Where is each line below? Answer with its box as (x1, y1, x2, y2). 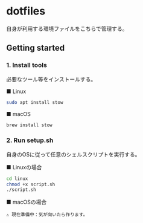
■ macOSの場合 (6, 198, 47, 206)
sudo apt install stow (6, 99, 63, 105)
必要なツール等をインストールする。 (6, 76, 97, 83)
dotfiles (6, 4, 46, 18)
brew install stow (6, 122, 52, 128)
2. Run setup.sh (6, 136, 54, 144)
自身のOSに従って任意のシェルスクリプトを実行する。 (6, 150, 141, 158)
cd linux (6, 175, 28, 182)
